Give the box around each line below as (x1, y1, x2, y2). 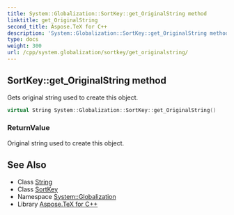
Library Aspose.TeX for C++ (17, 200, 98, 208)
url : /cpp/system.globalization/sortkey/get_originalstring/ (7, 49, 189, 56)
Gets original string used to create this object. (7, 93, 139, 102)
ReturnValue (7, 123, 50, 133)
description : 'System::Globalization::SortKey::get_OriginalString (7, 29, 208, 37)
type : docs (7, 36, 39, 43)
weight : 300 (7, 42, 42, 49)
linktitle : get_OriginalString (7, 17, 98, 24)
